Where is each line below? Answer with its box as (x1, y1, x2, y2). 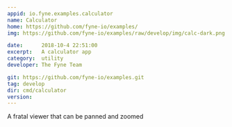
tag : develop (7, 81, 45, 87)
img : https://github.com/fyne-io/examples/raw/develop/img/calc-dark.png (7, 29, 226, 37)
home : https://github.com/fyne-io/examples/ (7, 23, 138, 30)
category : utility (7, 55, 64, 62)
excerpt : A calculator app (7, 49, 92, 56)
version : (7, 93, 33, 101)
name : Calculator (7, 17, 58, 24)
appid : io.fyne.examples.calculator (7, 10, 113, 17)
